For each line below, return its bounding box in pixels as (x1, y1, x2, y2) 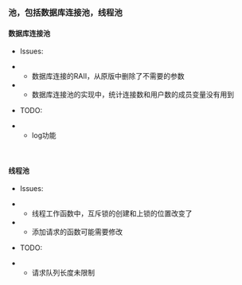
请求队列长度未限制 (31, 268, 96, 278)
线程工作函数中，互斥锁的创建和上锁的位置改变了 (31, 209, 193, 218)
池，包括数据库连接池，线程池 (8, 6, 123, 18)
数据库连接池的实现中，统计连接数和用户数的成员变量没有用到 (31, 90, 235, 100)
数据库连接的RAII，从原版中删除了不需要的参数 (31, 72, 185, 81)
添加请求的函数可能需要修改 (31, 227, 123, 236)
